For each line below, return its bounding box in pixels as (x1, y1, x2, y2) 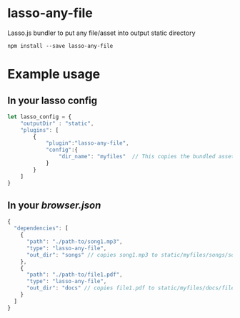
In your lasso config (7, 94, 98, 106)
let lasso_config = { (7, 113, 72, 120)
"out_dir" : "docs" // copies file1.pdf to (26, 284, 155, 292)
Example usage (7, 66, 101, 83)
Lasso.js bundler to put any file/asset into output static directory (7, 29, 196, 37)
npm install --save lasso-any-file (7, 42, 114, 49)
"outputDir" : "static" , (20, 120, 94, 127)
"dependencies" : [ (14, 225, 69, 232)
